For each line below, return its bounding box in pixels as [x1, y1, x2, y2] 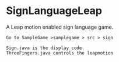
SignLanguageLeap [6, 4, 103, 18]
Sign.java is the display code [6, 45, 82, 51]
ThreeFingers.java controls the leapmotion [6, 50, 114, 56]
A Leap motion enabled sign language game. [6, 23, 114, 30]
